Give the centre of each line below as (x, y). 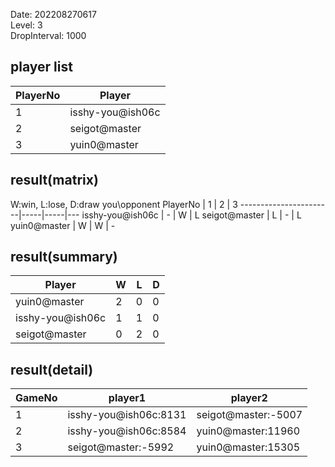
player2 (249, 398)
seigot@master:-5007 (249, 415)
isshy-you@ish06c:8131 (127, 415)
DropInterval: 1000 (48, 35)
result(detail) (52, 369)
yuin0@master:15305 (248, 447)
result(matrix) (54, 180)
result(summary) (64, 257)
